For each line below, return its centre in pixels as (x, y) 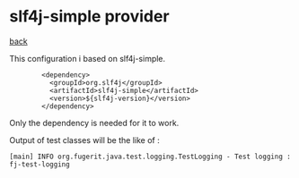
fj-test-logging (40, 164)
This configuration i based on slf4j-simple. (88, 58)
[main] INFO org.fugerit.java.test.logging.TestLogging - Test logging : (150, 157)
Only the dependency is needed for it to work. (94, 123)
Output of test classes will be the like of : (84, 140)
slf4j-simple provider (89, 17)
